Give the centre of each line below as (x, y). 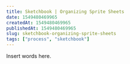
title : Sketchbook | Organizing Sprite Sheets (65, 12)
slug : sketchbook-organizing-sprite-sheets (61, 34)
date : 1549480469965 (32, 17)
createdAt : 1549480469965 (38, 23)
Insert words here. (29, 56)
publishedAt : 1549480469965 (41, 28)
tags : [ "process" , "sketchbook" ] (48, 39)
